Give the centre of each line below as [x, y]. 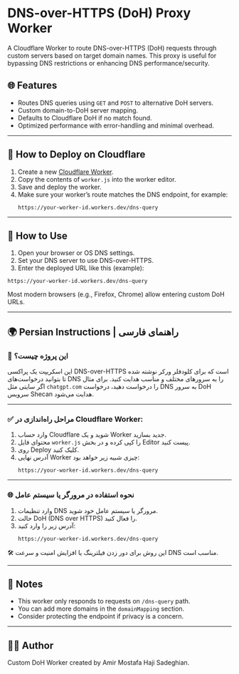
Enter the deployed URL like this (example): [81, 268]
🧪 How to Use [37, 235]
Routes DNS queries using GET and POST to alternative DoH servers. [116, 103]
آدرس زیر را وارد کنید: [47, 526]
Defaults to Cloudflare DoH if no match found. [85, 118]
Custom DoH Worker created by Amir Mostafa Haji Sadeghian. [99, 663]
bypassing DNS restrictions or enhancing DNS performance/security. [108, 63]
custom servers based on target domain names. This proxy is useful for [112, 56]
